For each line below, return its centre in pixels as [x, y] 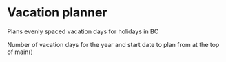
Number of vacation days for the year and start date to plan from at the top [113, 44]
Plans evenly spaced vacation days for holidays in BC [83, 31]
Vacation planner [58, 13]
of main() [20, 52]
